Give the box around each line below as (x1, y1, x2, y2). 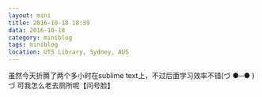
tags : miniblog (8, 41, 59, 49)
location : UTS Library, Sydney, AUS (8, 48, 129, 56)
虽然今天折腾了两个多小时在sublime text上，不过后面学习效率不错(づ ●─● (8, 71, 251, 80)
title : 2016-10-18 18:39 (8, 19, 90, 27)
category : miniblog (8, 33, 73, 42)
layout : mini (8, 11, 51, 20)
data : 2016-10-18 (8, 26, 66, 34)
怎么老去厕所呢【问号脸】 (30, 80, 115, 90)
